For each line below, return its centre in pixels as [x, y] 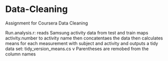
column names [21, 54]
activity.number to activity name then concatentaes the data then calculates [84, 38]
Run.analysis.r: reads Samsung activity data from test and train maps [77, 32]
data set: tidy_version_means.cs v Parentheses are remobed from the [77, 48]
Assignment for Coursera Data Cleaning [47, 23]
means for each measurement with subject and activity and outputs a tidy [82, 43]
